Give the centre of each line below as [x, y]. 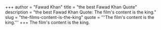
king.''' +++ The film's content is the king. [47, 22]
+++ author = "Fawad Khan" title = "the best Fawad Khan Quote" [71, 7]
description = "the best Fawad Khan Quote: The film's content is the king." [81, 12]
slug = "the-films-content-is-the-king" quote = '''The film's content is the [80, 17]
